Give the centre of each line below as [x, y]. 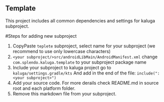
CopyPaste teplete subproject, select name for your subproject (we [84, 46]
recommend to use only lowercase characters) [62, 51]
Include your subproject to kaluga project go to [62, 67]
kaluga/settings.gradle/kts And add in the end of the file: [74, 73]
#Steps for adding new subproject [41, 36]
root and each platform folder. [44, 88]
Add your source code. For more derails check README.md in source [86, 83]
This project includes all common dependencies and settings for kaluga [80, 20]
